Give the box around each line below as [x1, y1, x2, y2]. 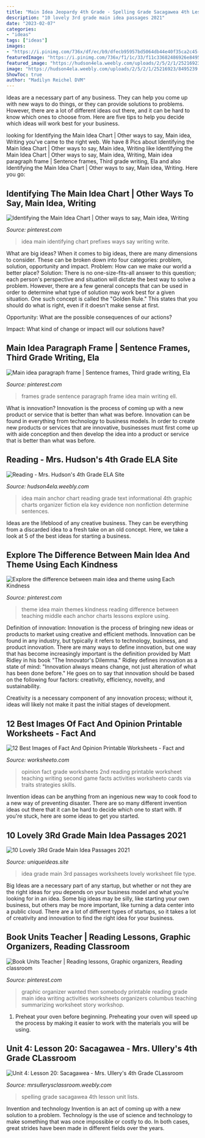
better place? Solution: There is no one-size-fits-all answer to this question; [6, 269, 196, 276]
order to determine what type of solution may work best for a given [6, 288, 175, 296]
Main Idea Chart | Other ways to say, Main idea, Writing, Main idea [6, 151, 173, 159]
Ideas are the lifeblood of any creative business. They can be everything [6, 519, 188, 526]
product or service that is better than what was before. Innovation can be [6, 411, 190, 418]
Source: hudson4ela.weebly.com [6, 482, 90, 490]
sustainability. [6, 683, 41, 690]
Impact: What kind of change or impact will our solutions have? [6, 325, 165, 332]
